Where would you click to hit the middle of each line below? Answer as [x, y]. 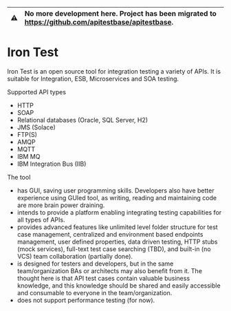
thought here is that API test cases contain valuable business [103, 278]
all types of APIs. [41, 219]
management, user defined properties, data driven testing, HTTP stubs [117, 242]
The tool [19, 177]
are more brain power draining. [61, 205]
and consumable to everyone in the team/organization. [95, 292]
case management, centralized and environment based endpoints [110, 234]
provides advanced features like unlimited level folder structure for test [117, 227]
